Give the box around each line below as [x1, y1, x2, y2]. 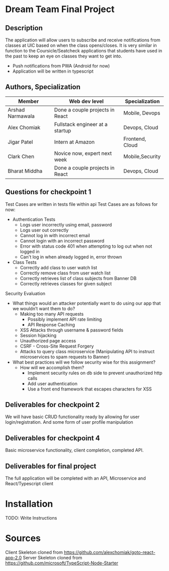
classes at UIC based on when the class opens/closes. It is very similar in [5, 42, 157, 48]
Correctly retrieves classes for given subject [20, 280, 112, 287]
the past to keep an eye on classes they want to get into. [5, 53, 122, 59]
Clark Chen [8, 153, 34, 160]
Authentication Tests [12, 216, 55, 222]
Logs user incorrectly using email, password [20, 221, 112, 227]
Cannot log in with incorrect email [20, 232, 91, 238]
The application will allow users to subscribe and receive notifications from [5, 37, 160, 43]
